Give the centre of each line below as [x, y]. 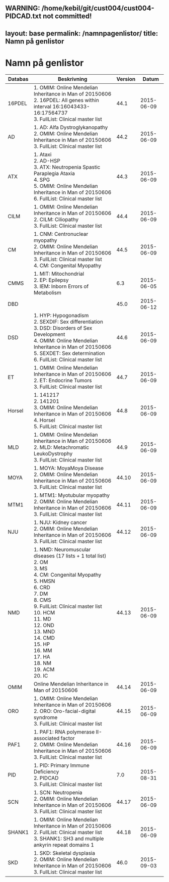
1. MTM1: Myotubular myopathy [71, 495]
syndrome [46, 717]
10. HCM [44, 612]
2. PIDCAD [46, 778]
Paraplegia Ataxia [54, 173]
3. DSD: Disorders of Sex [63, 328]
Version [126, 79]
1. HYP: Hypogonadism [61, 315]
